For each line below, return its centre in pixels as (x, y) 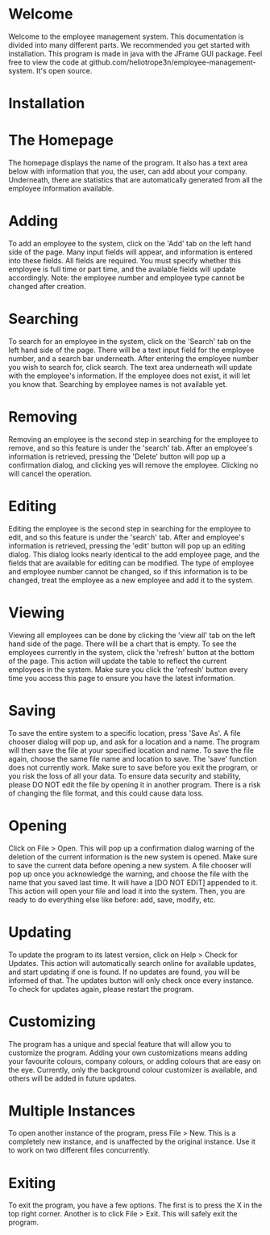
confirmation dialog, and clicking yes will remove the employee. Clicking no (133, 464)
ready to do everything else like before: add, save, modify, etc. (112, 899)
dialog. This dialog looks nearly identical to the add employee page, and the (134, 554)
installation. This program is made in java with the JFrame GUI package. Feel (135, 53)
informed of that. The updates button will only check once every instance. (131, 980)
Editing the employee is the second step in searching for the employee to (130, 528)
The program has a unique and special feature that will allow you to (120, 1044)
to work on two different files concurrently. (79, 1150)
